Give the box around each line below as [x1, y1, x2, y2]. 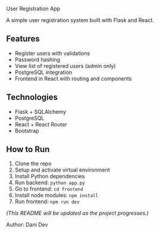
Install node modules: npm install [14, 192, 98, 199]
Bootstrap [14, 127, 39, 134]
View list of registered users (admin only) [14, 62, 116, 69]
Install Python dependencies [14, 173, 85, 180]
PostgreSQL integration [14, 69, 73, 76]
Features [6, 34, 40, 44]
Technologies [6, 92, 58, 102]
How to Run [6, 144, 50, 154]
